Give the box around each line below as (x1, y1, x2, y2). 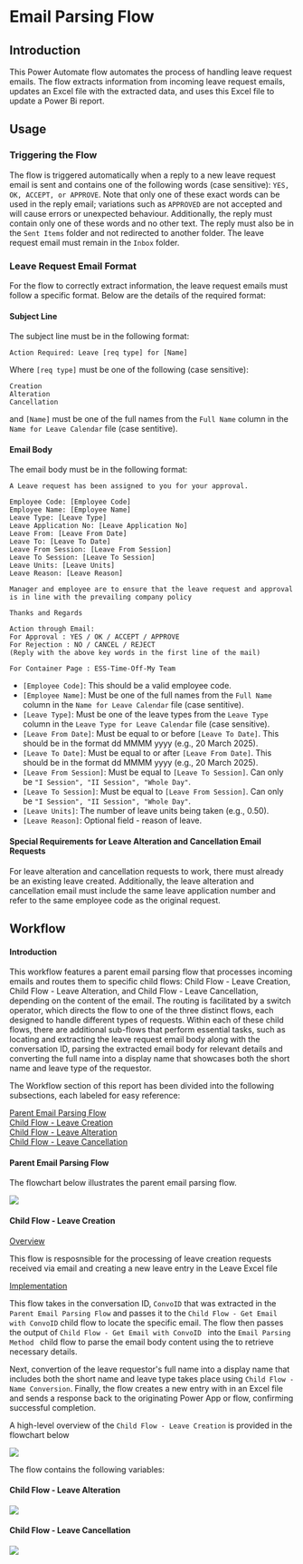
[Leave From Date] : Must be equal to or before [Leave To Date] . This (22, 728, 279, 739)
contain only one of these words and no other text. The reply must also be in (9, 218, 294, 229)
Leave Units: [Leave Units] (9, 561, 116, 571)
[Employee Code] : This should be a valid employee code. (22, 680, 232, 691)
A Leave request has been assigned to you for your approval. (9, 482, 249, 491)
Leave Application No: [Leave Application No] (9, 522, 188, 531)
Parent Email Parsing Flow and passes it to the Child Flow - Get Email (9, 1307, 278, 1318)
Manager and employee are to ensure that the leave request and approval (9, 585, 294, 594)
